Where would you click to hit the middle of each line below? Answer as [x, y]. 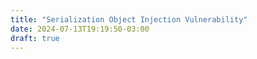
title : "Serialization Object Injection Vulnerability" [129, 19]
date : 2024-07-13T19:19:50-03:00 [80, 29]
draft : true [35, 38]
